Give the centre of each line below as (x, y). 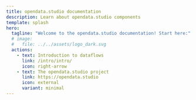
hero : (13, 28)
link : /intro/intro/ (47, 61)
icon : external (40, 83)
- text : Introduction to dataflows (60, 55)
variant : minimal (43, 88)
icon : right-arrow (44, 66)
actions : (22, 50)
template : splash (27, 22)
